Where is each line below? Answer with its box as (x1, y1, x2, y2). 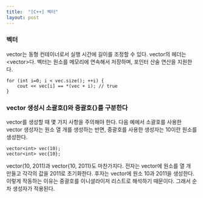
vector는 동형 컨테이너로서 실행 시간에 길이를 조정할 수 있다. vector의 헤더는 (6, 50, 187, 58)
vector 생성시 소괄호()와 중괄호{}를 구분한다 (6, 104, 128, 112)
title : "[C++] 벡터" (6, 8, 59, 15)
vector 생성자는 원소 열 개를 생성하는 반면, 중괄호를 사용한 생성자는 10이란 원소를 (6, 126, 198, 133)
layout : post (6, 15, 39, 21)
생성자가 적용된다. (12, 185, 55, 193)
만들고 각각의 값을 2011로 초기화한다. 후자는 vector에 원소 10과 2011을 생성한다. (6, 170, 195, 177)
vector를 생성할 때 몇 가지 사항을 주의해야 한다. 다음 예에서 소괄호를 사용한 (6, 119, 182, 126)
